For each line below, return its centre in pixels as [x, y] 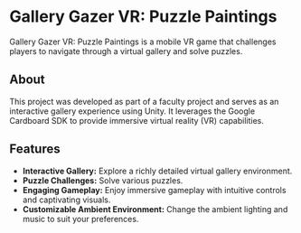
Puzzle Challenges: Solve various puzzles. [103, 180]
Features [35, 149]
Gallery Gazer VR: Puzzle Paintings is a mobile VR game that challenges [143, 42]
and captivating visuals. [66, 200]
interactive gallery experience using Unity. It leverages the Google [132, 111]
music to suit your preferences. [80, 219]
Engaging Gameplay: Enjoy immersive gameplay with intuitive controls [154, 190]
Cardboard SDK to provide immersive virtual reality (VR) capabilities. [137, 120]
